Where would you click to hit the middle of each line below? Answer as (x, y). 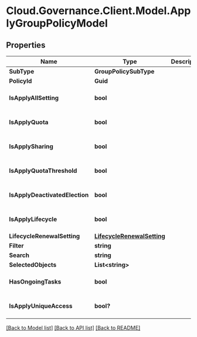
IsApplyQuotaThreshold (43, 171)
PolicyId (21, 81)
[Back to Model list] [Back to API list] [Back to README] (73, 328)
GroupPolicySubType (124, 71)
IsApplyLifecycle (33, 219)
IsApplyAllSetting (34, 98)
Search (19, 255)
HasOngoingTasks (35, 282)
